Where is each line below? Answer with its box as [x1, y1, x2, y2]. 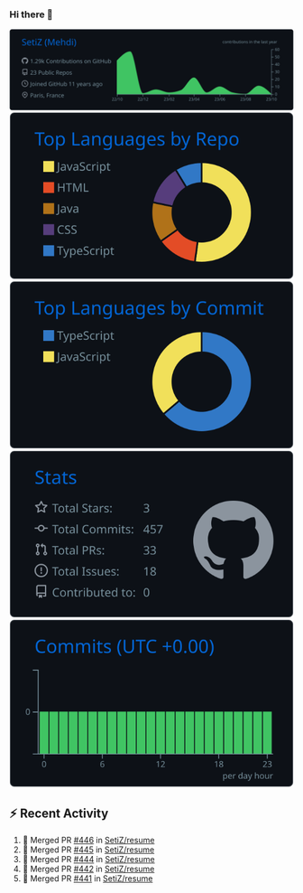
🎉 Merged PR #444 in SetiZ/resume [22, 853, 155, 864]
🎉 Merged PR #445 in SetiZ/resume [22, 844, 155, 855]
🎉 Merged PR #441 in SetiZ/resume [22, 872, 153, 884]
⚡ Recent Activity [9, 806, 109, 822]
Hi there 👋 [9, 8, 54, 21]
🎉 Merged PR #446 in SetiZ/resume [22, 834, 155, 845]
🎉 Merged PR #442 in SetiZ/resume [22, 863, 155, 874]
